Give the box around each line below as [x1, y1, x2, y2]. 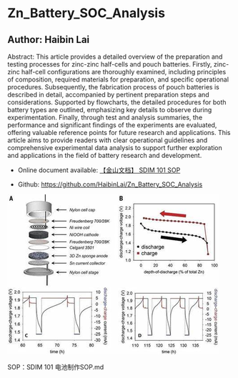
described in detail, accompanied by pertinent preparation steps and [7, 91, 209, 99]
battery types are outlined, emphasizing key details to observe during [7, 106, 212, 114]
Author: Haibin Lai [7, 34, 90, 46]
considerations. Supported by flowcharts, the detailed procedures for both [7, 98, 227, 106]
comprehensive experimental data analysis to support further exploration [7, 144, 223, 151]
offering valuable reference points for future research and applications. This [7, 129, 231, 136]
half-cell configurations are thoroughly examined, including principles [21, 68, 227, 76]
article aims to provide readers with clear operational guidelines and [7, 136, 208, 144]
